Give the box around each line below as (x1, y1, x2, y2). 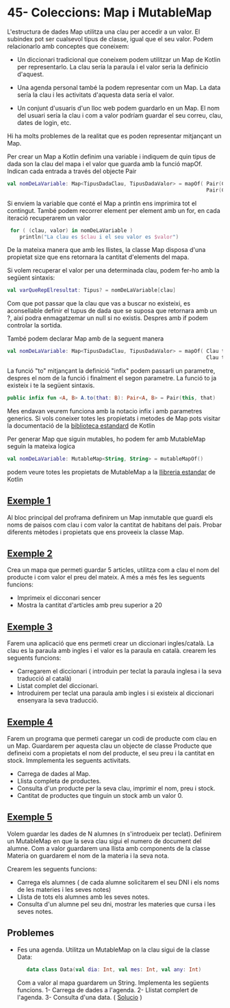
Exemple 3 (7, 621, 53, 632)
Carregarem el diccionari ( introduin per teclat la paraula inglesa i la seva (16, 667, 222, 676)
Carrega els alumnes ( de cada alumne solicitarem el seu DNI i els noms (16, 878, 220, 886)
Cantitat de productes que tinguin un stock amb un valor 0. (16, 792, 183, 800)
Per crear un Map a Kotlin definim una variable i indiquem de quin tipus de (7, 152, 216, 161)
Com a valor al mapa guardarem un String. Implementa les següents (16, 978, 209, 987)
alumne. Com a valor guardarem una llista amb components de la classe (7, 844, 211, 852)
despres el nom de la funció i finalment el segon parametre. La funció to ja (7, 374, 217, 382)
